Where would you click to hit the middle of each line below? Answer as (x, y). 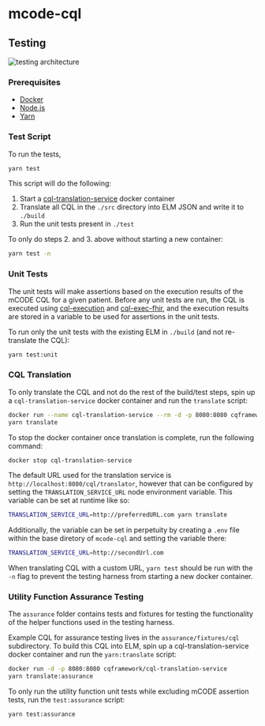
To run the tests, (35, 154)
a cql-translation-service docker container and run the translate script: (128, 401)
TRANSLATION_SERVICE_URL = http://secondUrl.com (86, 553)
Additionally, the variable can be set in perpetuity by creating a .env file (124, 530)
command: (26, 446)
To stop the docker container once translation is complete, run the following (131, 437)
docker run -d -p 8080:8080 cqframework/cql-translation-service (118, 669)
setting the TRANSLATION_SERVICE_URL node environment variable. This (120, 492)
